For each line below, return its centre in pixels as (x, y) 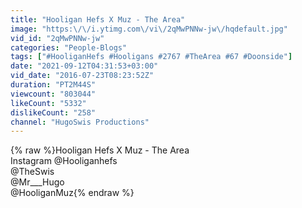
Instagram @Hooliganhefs (64, 161)
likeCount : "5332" (48, 103)
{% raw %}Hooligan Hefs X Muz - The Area (100, 150)
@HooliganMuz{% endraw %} (72, 193)
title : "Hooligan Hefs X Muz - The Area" (98, 19)
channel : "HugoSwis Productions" (80, 122)
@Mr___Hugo (37, 182)
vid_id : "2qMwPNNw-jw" (57, 38)
